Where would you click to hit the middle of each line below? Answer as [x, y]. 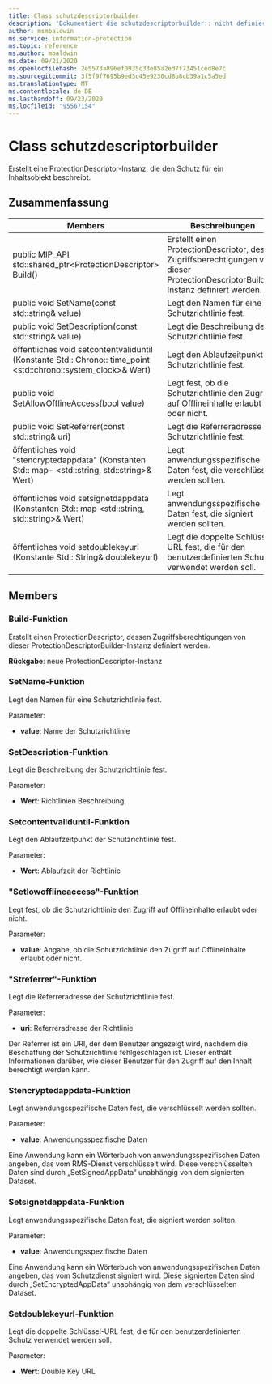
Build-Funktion [38, 619]
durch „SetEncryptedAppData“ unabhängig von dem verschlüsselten [123, 1284]
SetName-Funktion [47, 682]
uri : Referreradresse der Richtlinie [76, 1028]
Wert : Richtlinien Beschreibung [72, 801]
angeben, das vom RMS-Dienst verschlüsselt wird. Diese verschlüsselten [130, 1164]
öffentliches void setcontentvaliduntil [83, 349]
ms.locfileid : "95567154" [52, 106]
